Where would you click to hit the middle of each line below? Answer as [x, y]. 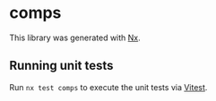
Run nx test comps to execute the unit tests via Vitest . [108, 87]
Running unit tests [61, 66]
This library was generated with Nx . [75, 38]
